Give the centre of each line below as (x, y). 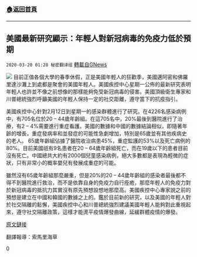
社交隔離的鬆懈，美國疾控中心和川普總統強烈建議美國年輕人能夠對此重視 (98, 205)
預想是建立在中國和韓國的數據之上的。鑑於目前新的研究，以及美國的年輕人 (96, 197)
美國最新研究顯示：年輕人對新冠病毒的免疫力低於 (95, 38)
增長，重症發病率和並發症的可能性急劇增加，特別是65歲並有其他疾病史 (101, 134)
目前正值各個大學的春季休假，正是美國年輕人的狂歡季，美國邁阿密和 (95, 77)
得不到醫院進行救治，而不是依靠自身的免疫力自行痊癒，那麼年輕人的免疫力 (96, 182)
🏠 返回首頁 (22, 9)
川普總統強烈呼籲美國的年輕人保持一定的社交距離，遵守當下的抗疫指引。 (93, 99)
